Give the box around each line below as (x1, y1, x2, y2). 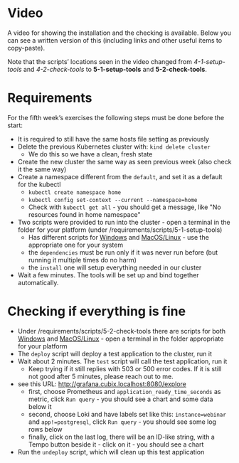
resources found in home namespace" (28, 210, 141, 218)
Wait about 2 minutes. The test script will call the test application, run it (17, 357, 228, 366)
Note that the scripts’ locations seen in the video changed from (7, 57, 192, 65)
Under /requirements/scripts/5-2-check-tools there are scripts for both (17, 326, 226, 335)
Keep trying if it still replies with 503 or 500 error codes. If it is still (28, 364, 222, 373)
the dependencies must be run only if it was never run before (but (28, 248, 218, 257)
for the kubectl (17, 180, 61, 188)
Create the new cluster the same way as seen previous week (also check (17, 157, 232, 166)
